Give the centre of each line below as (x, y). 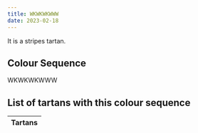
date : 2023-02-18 (33, 21)
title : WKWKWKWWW (33, 14)
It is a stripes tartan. (37, 41)
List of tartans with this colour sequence (99, 103)
